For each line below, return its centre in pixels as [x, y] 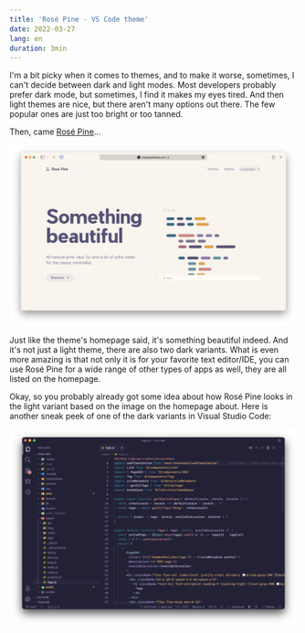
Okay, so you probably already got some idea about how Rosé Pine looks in [151, 396]
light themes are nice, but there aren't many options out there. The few [142, 104]
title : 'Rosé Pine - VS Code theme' [79, 19]
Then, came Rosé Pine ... [55, 132]
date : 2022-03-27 [42, 29]
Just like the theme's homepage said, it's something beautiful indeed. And [149, 340]
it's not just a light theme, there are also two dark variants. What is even [144, 349]
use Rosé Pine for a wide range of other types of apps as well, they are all [148, 369]
